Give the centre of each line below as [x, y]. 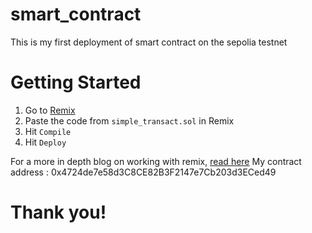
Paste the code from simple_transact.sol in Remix [129, 120]
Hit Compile [48, 131]
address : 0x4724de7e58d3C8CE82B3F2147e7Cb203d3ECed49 [143, 172]
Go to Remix [50, 110]
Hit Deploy [45, 142]
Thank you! [58, 212]
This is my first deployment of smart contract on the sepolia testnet [149, 42]
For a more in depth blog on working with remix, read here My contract [156, 161]
